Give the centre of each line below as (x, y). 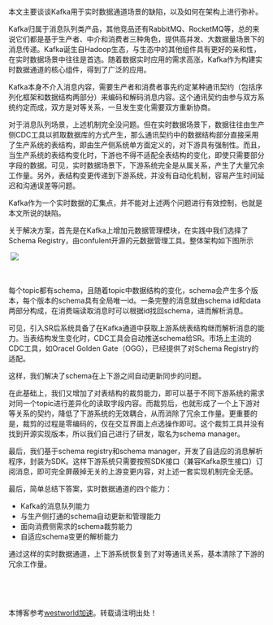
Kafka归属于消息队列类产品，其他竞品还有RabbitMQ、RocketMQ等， (123, 29)
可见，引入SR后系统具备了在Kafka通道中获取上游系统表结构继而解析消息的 (133, 328)
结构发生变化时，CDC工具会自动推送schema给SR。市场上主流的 (144, 339)
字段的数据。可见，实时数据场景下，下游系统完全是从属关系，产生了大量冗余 (136, 165)
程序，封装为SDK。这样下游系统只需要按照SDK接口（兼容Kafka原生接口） (132, 461)
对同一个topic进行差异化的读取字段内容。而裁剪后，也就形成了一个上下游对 (134, 404)
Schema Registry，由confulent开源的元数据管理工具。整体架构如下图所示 (131, 241)
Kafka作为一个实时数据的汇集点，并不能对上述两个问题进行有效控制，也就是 (135, 203)
